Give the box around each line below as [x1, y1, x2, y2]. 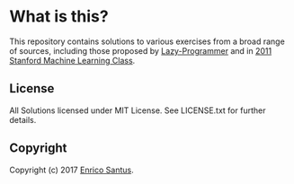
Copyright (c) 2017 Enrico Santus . [9, 164, 134, 175]
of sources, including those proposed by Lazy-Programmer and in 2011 [9, 45, 272, 56]
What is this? [9, 6, 110, 27]
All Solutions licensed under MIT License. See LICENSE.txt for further [9, 105, 266, 116]
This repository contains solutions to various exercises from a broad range [9, 36, 285, 47]
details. [9, 114, 37, 125]
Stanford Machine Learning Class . [9, 55, 136, 66]
